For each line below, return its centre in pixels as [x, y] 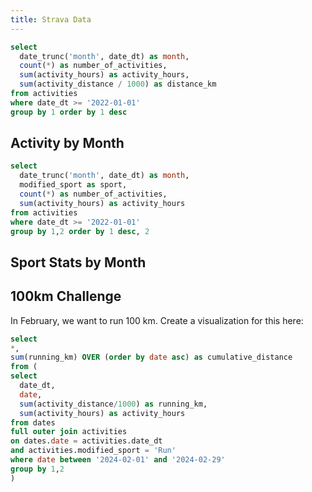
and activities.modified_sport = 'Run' [93, 451]
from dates [33, 422]
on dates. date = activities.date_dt [86, 441]
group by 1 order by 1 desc [69, 112]
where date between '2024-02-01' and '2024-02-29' [118, 460]
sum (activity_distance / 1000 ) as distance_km [118, 84]
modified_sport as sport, [73, 185]
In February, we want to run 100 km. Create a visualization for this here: [157, 320]
